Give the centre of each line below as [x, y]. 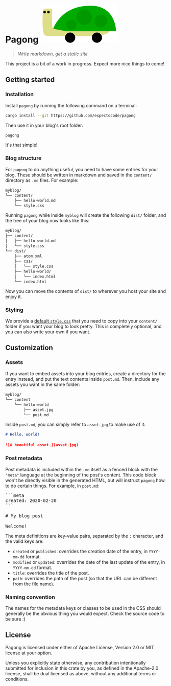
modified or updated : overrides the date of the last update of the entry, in [89, 562]
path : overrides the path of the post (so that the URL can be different [85, 578]
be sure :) [15, 619]
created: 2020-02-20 [31, 500]
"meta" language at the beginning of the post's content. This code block [81, 475]
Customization [29, 348]
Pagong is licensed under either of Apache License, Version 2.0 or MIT [80, 647]
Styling [15, 310]
